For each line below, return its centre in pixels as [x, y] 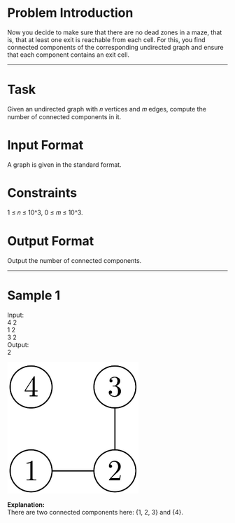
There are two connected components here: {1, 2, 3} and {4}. [95, 512]
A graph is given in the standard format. [64, 164]
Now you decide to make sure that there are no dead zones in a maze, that [115, 32]
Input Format [45, 145]
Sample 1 [34, 295]
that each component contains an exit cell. [69, 55]
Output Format [51, 241]
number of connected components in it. [64, 116]
